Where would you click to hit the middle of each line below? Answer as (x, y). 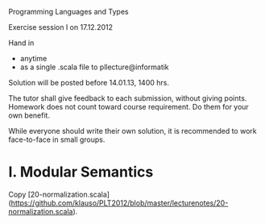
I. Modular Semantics (81, 172)
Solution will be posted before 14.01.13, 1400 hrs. (89, 83)
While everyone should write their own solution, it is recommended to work (132, 131)
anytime (33, 58)
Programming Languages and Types (68, 12)
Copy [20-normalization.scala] (59, 194)
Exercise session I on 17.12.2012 (61, 27)
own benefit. (29, 115)
